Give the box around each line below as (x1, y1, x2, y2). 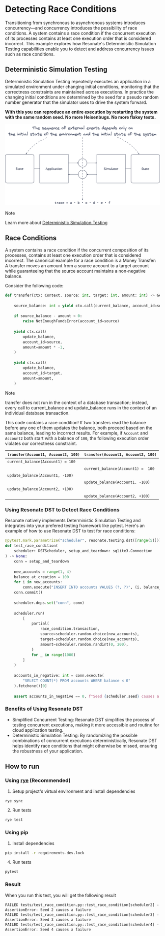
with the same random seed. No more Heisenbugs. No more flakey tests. (5, 114, 156, 120)
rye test (5, 817, 23, 822)
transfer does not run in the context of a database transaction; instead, (5, 400, 148, 406)
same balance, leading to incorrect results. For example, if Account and (5, 430, 148, 436)
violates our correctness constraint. (5, 440, 77, 446)
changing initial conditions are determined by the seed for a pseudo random (5, 94, 159, 100)
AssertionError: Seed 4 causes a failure (5, 927, 91, 932)
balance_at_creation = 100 (14, 574, 69, 579)
